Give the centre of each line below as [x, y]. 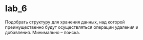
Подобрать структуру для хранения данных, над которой [65, 22]
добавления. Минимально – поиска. [43, 32]
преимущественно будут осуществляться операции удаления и [72, 27]
